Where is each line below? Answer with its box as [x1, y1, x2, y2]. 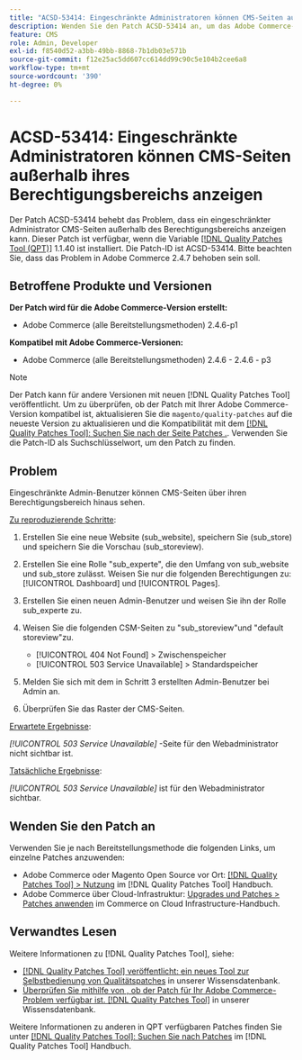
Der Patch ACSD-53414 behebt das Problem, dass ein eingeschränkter [9, 213, 271, 225]
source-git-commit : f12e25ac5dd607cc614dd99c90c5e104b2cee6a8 [9, 55, 247, 64]
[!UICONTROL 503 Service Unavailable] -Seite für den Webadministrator [9, 738, 279, 749]
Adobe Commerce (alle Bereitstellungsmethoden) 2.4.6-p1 [22, 320, 238, 331]
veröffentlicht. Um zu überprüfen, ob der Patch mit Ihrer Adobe [9, 399, 243, 410]
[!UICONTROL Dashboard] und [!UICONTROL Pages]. [22, 578, 220, 589]
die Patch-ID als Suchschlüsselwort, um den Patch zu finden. [9, 438, 235, 448]
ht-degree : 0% [9, 80, 63, 89]
